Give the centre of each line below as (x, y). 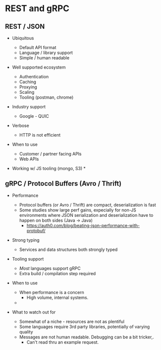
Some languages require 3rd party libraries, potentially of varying (85, 327)
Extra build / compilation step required (57, 273)
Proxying (28, 87)
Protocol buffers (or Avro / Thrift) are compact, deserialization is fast (88, 205)
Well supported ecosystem (39, 67)
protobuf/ (36, 230)
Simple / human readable (44, 58)
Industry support (29, 107)
